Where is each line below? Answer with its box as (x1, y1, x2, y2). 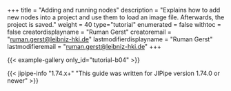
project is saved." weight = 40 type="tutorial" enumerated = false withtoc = (7, 21, 222, 28)
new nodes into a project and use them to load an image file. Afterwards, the (7, 13, 225, 21)
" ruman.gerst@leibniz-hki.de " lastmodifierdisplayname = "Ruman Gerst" (7, 35, 213, 43)
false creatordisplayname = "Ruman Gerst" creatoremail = (7, 28, 172, 36)
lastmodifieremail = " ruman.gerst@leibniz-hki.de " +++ (7, 43, 162, 50)
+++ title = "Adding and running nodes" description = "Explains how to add (7, 6, 221, 14)
